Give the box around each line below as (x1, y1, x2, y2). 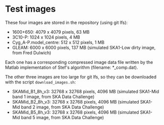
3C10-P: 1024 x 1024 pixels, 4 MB (12, 34, 80, 40)
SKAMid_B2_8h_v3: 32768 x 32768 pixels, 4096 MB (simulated (12, 99, 140, 104)
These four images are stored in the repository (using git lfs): (5, 20, 128, 25)
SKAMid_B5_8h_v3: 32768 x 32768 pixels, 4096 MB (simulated (12, 109, 140, 115)
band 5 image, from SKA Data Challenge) (21, 114, 104, 120)
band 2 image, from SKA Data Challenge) (21, 104, 104, 110)
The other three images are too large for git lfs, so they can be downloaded (5, 74, 157, 80)
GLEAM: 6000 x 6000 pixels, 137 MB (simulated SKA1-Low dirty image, (12, 44, 156, 50)
